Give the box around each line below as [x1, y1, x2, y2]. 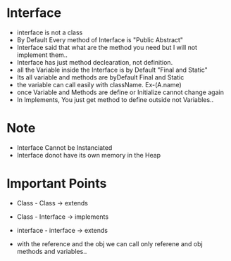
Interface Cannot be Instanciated [16, 143, 113, 152]
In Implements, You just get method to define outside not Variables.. [16, 95, 214, 103]
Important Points [6, 176, 107, 191]
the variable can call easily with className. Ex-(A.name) [16, 80, 182, 89]
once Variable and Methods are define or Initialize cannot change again [16, 88, 225, 96]
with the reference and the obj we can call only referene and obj [16, 239, 203, 248]
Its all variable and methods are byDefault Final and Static [16, 72, 185, 82]
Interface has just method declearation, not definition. [16, 58, 173, 66]
